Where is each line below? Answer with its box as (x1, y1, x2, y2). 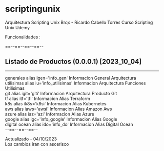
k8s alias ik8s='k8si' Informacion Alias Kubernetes (5, 101, 106, 106)
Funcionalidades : (5, 34, 41, 40)
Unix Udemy (5, 24, 30, 30)
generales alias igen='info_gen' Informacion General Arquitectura (5, 75, 137, 81)
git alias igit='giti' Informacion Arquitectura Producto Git (5, 90, 117, 96)
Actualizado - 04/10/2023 (5, 136, 57, 142)
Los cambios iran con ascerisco (5, 141, 69, 147)
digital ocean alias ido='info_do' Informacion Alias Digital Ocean (5, 121, 133, 127)
